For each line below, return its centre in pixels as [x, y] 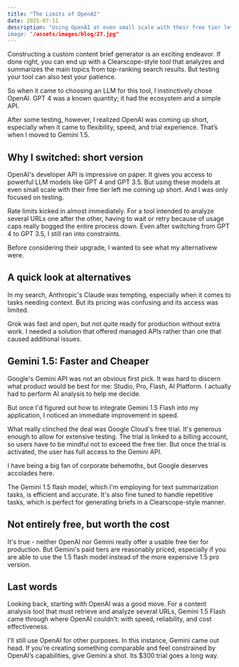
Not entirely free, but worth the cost [89, 525]
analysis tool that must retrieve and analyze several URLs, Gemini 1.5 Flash [117, 611]
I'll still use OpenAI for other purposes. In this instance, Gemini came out [113, 641]
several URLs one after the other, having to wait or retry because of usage [116, 219]
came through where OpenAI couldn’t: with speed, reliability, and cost [110, 619]
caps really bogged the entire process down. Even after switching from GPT [118, 226]
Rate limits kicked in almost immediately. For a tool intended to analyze [111, 211]
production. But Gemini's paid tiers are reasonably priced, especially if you [117, 549]
